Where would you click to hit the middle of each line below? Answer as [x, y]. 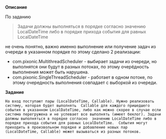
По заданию [18, 17]
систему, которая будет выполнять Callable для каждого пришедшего [78, 106]
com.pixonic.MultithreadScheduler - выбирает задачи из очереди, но [84, 61]
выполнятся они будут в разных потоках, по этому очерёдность [81, 67]
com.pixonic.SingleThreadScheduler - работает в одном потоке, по [82, 77]
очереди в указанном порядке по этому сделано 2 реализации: [73, 52]
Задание [15, 92]
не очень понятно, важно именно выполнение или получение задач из [81, 46]
